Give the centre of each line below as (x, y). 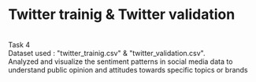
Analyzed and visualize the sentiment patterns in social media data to (121, 61)
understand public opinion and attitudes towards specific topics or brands (128, 69)
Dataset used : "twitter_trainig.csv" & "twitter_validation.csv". (107, 53)
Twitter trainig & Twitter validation (122, 15)
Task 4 (19, 44)
